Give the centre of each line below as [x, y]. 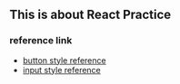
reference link [41, 41]
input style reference [62, 70]
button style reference [64, 60]
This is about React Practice [90, 15]
